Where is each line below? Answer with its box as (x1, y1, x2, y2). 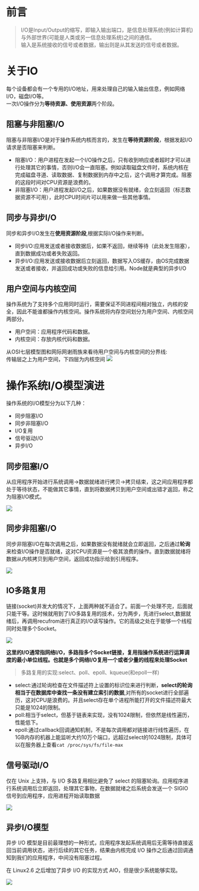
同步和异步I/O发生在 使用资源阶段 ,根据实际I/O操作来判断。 (6, 229, 147, 237)
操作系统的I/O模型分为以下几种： (6, 400, 87, 407)
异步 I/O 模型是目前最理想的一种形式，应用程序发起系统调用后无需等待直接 (6, 839, 188, 846)
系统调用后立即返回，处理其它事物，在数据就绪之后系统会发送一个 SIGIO (11, 784, 188, 791)
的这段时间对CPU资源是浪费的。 (14, 178, 94, 185)
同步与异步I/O (6, 213, 57, 223)
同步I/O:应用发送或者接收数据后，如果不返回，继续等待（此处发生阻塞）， (14, 242, 193, 249)
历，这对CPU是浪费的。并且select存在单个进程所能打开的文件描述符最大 (14, 696, 192, 703)
